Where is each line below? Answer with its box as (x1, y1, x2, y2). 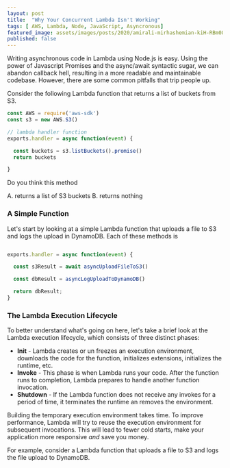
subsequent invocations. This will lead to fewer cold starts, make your (7, 426, 204, 434)
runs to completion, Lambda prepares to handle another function (16, 376, 200, 384)
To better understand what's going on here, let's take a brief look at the (7, 326, 209, 334)
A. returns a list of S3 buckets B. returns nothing (7, 192, 143, 200)
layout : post (7, 10, 44, 17)
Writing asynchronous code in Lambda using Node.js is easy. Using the (7, 54, 208, 62)
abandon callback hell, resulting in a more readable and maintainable (7, 69, 201, 77)
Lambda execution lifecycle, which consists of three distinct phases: (7, 334, 200, 342)
